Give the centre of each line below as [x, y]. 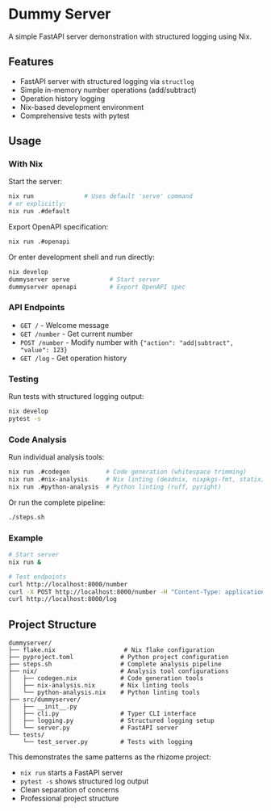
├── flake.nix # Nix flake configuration [112, 650]
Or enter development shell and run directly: [82, 257]
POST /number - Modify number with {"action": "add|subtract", [127, 342]
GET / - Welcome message [65, 325]
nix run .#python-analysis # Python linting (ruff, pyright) [115, 487]
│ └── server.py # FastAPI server [94, 728]
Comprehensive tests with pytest [75, 116]
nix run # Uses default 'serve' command [101, 196]
